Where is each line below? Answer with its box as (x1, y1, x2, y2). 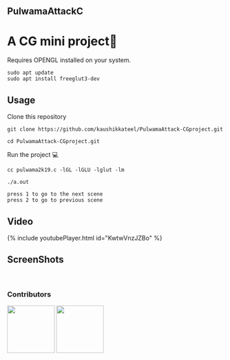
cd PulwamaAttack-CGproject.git (7, 138, 100, 145)
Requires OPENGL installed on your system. (7, 56, 132, 64)
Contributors (7, 290, 52, 299)
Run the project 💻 (7, 151, 59, 159)
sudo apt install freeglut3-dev (7, 75, 100, 82)
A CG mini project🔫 (7, 33, 118, 49)
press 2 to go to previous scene (7, 197, 103, 204)
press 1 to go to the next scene (7, 191, 103, 198)
